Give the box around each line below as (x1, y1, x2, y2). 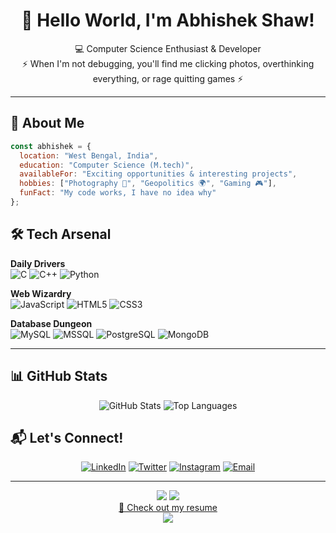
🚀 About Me (10, 115, 85, 132)
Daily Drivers (10, 257, 66, 269)
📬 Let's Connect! (10, 429, 124, 446)
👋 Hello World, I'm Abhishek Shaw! (21, 9, 315, 32)
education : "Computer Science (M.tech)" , (19, 160, 195, 170)
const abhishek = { (10, 141, 92, 151)
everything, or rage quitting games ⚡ (92, 72, 244, 84)
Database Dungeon (10, 317, 93, 329)
